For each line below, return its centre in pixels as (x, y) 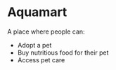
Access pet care (41, 59)
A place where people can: (46, 31)
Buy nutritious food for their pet (63, 52)
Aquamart (37, 12)
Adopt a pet (34, 45)
